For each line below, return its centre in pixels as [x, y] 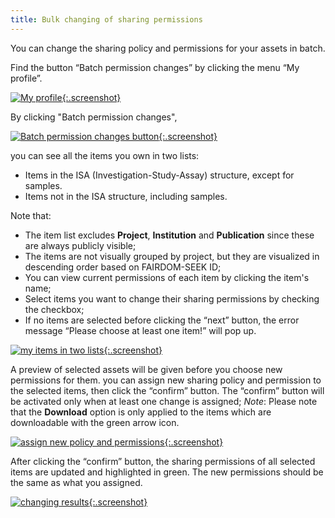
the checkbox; [54, 309]
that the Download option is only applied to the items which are [141, 412]
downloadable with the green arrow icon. [95, 422]
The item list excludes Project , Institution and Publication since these [169, 235]
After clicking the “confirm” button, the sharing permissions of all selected [163, 461]
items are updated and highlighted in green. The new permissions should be [167, 472]
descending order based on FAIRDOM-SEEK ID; [123, 267]
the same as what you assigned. [76, 482]
